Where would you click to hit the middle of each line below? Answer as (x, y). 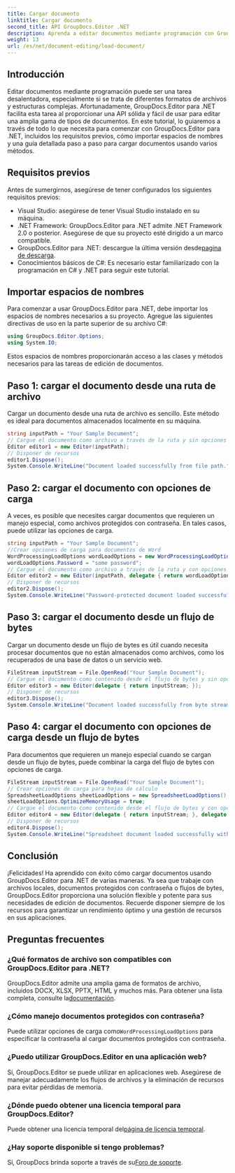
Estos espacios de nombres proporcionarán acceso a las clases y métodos (115, 357)
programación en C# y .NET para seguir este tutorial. (93, 270)
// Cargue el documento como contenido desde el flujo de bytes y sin (112, 679)
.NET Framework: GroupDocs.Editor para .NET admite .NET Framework (120, 225)
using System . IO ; (33, 343)
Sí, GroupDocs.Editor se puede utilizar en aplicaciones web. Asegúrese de (114, 1072)
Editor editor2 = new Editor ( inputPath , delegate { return (95, 576)
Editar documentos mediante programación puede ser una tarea (100, 91)
